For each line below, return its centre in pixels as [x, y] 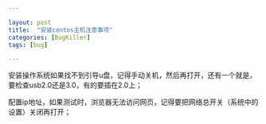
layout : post [30, 22]
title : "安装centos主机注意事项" [61, 30]
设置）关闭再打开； [40, 112]
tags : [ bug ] [28, 45]
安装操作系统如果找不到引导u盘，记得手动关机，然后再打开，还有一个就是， [133, 76]
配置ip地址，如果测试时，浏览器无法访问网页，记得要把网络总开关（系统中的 [133, 102]
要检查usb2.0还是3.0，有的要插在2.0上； [76, 85]
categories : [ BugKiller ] [49, 37]
